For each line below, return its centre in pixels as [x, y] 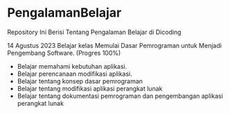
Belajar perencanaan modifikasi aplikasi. [75, 74]
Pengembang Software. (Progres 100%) [64, 53]
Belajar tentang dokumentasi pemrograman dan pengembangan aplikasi [120, 96]
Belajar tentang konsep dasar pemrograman [80, 81]
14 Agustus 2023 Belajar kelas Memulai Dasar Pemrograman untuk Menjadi [114, 45]
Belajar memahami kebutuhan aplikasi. [72, 66]
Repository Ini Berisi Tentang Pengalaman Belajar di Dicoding [94, 32]
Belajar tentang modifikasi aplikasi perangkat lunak [90, 88]
